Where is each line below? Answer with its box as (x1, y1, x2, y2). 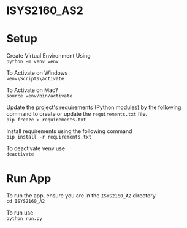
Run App (6, 172, 52, 186)
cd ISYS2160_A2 (6, 199, 45, 205)
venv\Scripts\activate (6, 76, 64, 82)
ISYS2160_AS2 (6, 4, 84, 18)
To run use (6, 209, 34, 216)
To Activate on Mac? (6, 86, 58, 94)
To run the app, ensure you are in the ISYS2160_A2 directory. (6, 192, 158, 199)
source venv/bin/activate (6, 93, 72, 99)
